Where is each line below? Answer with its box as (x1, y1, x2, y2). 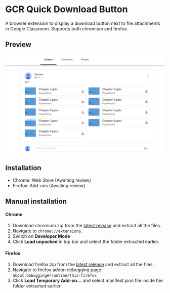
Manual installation (5, 197, 67, 205)
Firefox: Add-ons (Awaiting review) (12, 182, 86, 188)
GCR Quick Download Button (5, 4, 128, 15)
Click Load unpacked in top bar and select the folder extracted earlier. (12, 239, 160, 245)
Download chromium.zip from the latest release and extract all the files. (12, 223, 162, 229)
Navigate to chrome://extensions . (12, 228, 82, 234)
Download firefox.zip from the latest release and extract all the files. (12, 262, 154, 268)
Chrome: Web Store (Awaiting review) (12, 177, 91, 183)
